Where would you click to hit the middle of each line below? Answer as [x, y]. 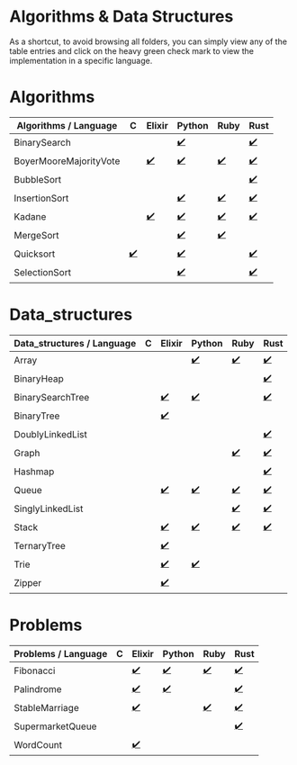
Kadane [30, 217]
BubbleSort [38, 180]
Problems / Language [61, 653]
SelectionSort [43, 273]
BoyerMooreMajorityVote [67, 161]
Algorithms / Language [67, 125]
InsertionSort [41, 198]
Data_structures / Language [75, 343]
